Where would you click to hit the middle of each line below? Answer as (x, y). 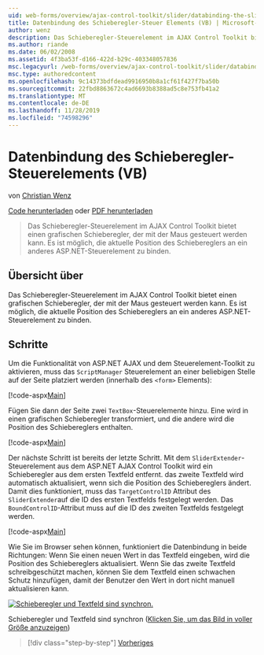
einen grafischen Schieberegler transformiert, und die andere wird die (121, 419)
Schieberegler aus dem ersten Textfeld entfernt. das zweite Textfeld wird (126, 475)
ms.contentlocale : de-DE (49, 103)
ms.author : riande (38, 45)
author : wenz (29, 30)
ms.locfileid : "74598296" (50, 118)
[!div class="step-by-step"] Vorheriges (90, 643)
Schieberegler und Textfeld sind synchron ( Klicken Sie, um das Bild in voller (130, 620)
